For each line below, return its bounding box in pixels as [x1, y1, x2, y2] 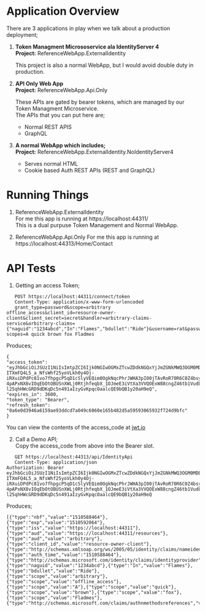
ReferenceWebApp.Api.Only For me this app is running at [15, 233, 159, 241]
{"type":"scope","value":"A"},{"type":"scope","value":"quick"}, [6, 584, 177, 590]
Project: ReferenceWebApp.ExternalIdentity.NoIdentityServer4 [15, 148, 174, 155]
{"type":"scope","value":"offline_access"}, [6, 578, 122, 584]
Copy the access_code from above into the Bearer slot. [15, 442, 154, 449]
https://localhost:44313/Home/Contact [15, 239, 113, 247]
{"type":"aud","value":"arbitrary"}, [6, 535, 103, 541]
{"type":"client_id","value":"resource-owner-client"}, [6, 541, 152, 547]
